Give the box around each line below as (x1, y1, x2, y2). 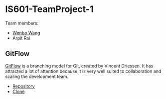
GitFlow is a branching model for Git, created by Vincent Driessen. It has (5, 62, 154, 68)
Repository (12, 83, 35, 89)
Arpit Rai (12, 35, 30, 41)
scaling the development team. (5, 73, 69, 79)
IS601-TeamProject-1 (5, 3, 94, 15)
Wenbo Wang (12, 29, 41, 35)
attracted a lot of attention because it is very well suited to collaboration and (5, 68, 162, 74)
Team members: (5, 20, 39, 26)
